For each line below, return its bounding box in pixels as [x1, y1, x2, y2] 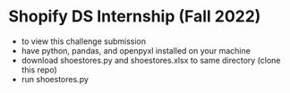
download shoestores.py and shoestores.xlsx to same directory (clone [21, 55, 281, 65]
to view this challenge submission [21, 36, 147, 46]
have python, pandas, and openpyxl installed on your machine [21, 45, 252, 55]
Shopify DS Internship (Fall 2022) [8, 6, 261, 27]
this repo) [21, 64, 57, 75]
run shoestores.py [21, 73, 89, 84]
